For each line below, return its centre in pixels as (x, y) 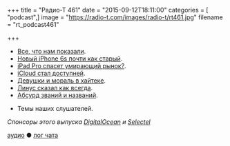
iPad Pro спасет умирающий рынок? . (71, 66)
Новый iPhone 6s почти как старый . (70, 59)
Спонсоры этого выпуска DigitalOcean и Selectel (79, 122)
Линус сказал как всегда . (55, 88)
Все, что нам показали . (51, 51)
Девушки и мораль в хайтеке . (61, 81)
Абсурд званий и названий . (57, 95)
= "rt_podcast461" (33, 24)
